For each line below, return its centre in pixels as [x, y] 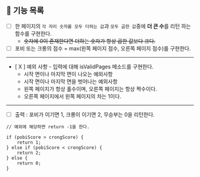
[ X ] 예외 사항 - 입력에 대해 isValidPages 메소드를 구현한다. [84, 67]
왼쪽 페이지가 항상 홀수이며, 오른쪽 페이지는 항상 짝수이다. [90, 88]
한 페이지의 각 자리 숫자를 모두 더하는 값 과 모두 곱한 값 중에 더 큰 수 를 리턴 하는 [103, 26]
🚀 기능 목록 [25, 11]
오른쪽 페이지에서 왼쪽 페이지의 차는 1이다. [72, 96]
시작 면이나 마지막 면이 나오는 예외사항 [68, 74]
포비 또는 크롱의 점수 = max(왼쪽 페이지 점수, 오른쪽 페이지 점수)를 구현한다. [103, 48]
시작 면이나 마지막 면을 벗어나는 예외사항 [71, 81]
